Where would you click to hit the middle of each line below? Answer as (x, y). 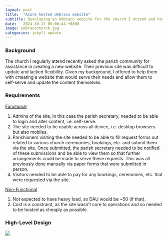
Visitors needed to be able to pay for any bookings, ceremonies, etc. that (87, 174)
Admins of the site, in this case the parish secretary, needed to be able (85, 116)
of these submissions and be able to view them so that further (76, 153)
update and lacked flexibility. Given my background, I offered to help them (81, 72)
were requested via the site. (41, 180)
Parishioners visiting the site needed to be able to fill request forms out (85, 137)
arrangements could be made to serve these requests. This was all (81, 158)
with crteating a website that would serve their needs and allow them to (79, 77)
